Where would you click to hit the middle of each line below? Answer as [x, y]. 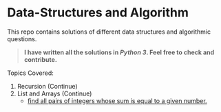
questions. [22, 38]
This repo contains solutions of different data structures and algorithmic [109, 32]
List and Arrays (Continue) [54, 93]
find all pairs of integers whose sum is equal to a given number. [117, 100]
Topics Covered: [30, 73]
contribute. [40, 59]
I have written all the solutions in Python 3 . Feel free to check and [119, 52]
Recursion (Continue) [47, 86]
